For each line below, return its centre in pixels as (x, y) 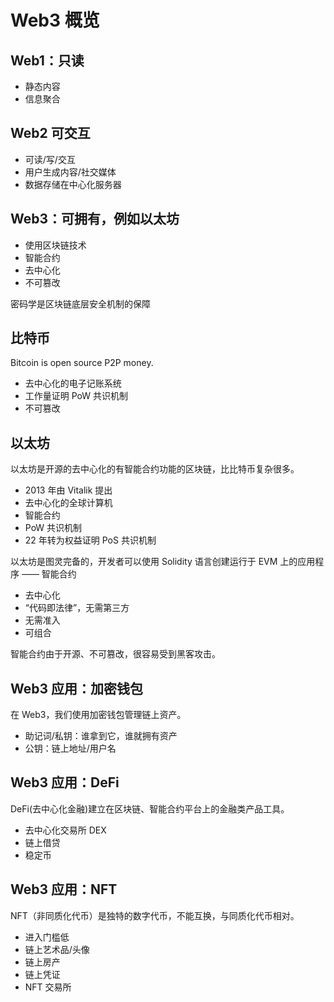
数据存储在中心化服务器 (73, 184)
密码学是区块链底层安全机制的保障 (80, 303)
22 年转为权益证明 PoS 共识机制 (90, 540)
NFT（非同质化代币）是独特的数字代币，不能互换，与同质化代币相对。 (155, 915)
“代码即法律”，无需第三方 (77, 608)
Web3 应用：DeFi (65, 782)
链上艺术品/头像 (57, 949)
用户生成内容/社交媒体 (70, 172)
